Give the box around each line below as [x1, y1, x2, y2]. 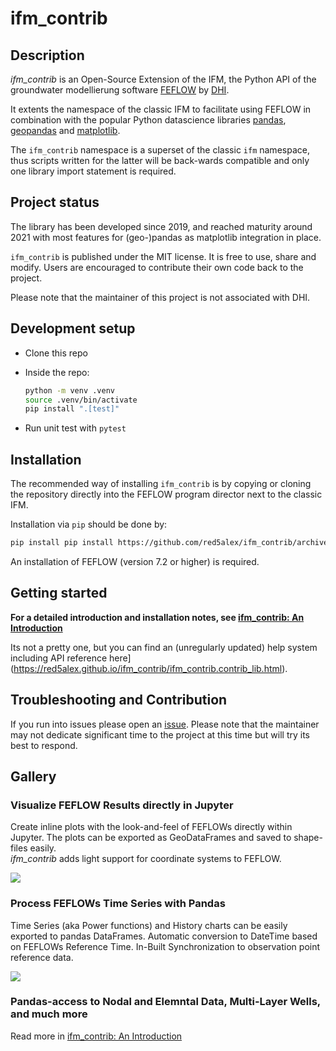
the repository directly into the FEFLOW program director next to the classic [10, 488, 323, 501]
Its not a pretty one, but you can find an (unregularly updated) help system [10, 641, 318, 653]
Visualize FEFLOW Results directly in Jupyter [10, 798, 234, 812]
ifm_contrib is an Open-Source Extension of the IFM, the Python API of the [10, 73, 317, 85]
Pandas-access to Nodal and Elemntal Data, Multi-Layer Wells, [10, 995, 321, 1009]
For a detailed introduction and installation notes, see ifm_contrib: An [10, 611, 305, 623]
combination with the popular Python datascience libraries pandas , [10, 114, 287, 126]
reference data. [10, 951, 74, 963]
